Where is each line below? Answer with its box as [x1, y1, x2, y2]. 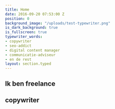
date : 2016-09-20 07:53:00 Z [5, 12, 65, 17]
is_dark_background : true [5, 25, 58, 30]
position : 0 [5, 16, 29, 21]
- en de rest [5, 57, 32, 62]
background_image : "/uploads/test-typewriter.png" [5, 20, 111, 26]
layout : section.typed [5, 61, 51, 66]
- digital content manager [5, 48, 60, 53]
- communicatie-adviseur [5, 52, 56, 57]
